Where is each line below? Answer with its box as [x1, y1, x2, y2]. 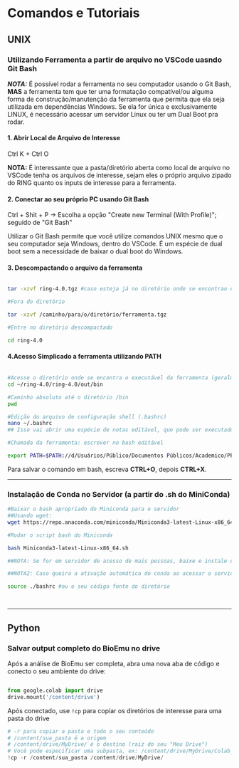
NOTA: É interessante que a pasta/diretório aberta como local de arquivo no [7, 164, 230, 172]
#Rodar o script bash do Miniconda [7, 532, 113, 539]
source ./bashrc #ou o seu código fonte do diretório [7, 583, 171, 590]
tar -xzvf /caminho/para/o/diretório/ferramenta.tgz [7, 311, 167, 318]
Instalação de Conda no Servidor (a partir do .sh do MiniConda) [7, 489, 230, 499]
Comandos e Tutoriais [7, 5, 140, 21]
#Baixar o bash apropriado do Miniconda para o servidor [7, 505, 180, 513]
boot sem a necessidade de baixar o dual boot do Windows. [7, 247, 184, 256]
